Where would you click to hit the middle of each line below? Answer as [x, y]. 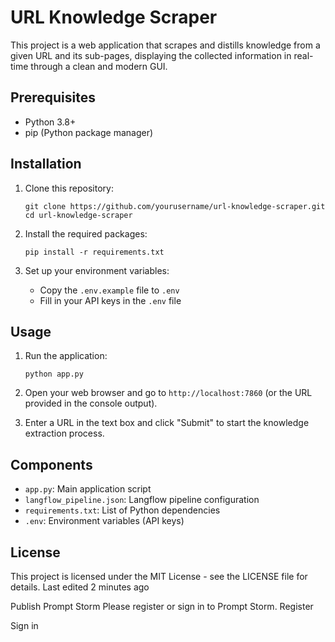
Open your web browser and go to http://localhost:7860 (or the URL [168, 393]
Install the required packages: [86, 233]
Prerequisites [53, 97]
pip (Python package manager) [89, 132]
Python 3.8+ [50, 122]
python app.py [54, 374]
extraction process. [64, 433]
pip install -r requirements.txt [94, 252]
